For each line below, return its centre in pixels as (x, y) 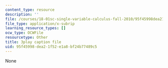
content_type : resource (30, 10)
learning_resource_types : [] (35, 28)
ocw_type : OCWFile (24, 33)
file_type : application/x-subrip (40, 24)
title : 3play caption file (33, 42)
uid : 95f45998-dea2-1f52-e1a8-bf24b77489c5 (51, 47)
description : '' (22, 14)
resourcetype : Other (27, 38)
